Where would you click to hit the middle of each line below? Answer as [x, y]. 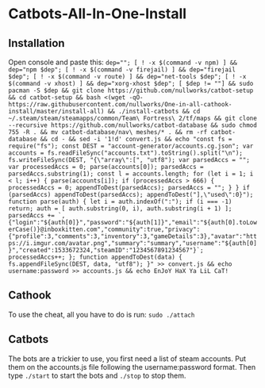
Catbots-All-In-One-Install [98, 14]
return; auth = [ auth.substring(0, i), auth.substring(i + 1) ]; [120, 209]
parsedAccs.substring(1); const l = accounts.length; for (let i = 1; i [131, 174]
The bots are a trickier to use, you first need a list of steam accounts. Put [127, 359]
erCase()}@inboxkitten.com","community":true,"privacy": [104, 229]
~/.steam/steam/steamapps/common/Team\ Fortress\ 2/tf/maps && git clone [133, 118]
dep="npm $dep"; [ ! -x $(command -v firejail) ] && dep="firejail [122, 70]
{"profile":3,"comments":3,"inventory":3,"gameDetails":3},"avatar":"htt [133, 236]
